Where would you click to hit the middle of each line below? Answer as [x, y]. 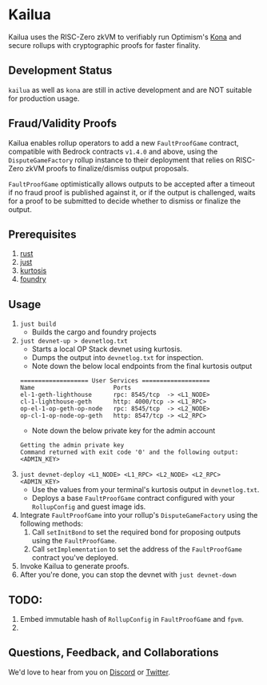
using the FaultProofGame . [74, 541]
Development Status [60, 71]
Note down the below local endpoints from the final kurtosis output [142, 367]
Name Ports [76, 388]
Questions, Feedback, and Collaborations [114, 653]
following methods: [52, 524]
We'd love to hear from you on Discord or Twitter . [89, 672]
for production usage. [44, 98]
